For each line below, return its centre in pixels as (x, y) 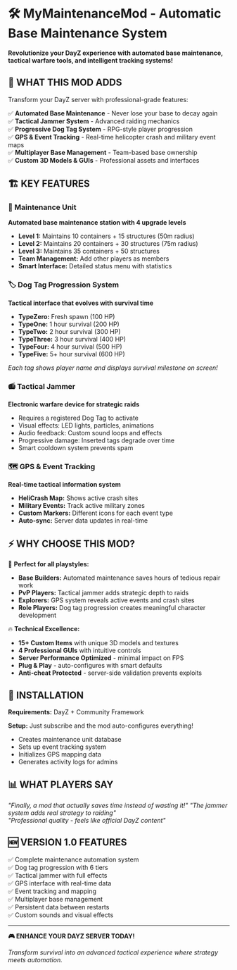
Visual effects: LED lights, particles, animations (86, 425)
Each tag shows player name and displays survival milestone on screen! (113, 368)
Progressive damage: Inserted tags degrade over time (96, 440)
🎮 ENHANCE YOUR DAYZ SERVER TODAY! (72, 936)
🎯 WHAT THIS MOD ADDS (65, 83)
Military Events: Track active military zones (81, 506)
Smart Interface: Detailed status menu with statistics (95, 266)
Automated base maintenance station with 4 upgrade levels (97, 223)
